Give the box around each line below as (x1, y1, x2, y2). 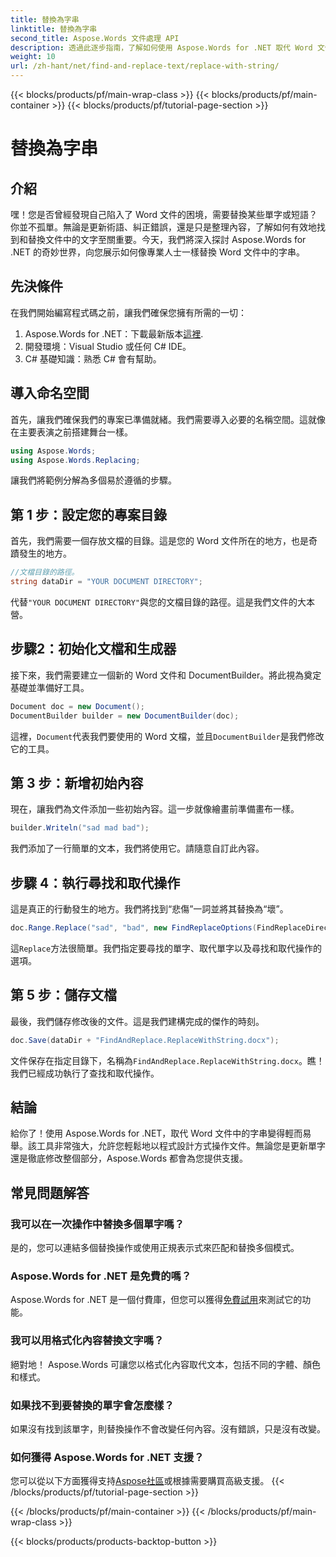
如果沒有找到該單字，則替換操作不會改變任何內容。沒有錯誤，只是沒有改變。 (10, 1422, 326, 1435)
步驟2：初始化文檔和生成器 (10, 641, 177, 658)
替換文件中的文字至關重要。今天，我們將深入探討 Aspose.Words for (27, 234, 307, 245)
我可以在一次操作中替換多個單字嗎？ (10, 1217, 185, 1231)
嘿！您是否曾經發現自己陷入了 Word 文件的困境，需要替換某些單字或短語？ (10, 209, 318, 220)
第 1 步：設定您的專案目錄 (10, 506, 167, 523)
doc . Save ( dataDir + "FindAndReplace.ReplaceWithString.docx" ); (10, 1035, 280, 1045)
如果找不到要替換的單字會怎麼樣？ (10, 1398, 175, 1412)
